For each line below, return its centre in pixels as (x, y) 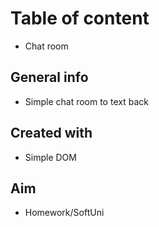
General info (49, 77)
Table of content (80, 18)
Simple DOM (50, 157)
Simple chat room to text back (86, 101)
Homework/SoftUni (64, 213)
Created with (51, 133)
